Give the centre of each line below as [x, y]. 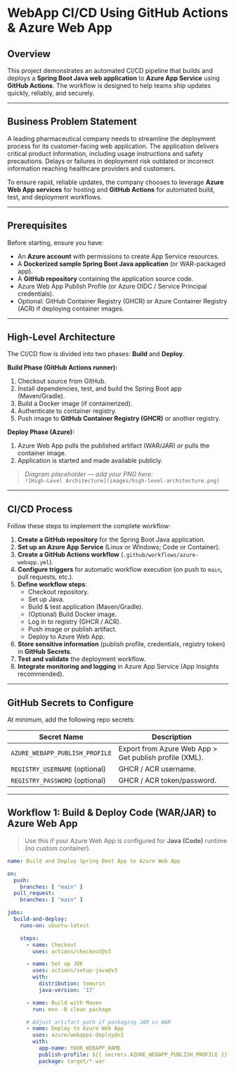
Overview [29, 54]
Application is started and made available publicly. [90, 461]
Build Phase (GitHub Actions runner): [63, 367]
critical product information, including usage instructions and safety [105, 153]
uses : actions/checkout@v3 [72, 951]
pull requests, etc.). [45, 577]
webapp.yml [33, 563]
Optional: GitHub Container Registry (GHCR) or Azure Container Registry [122, 301]
